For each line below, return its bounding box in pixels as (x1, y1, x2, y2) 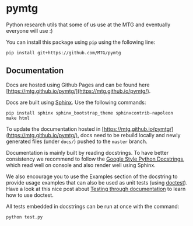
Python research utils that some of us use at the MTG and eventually (6, 21, 171, 28)
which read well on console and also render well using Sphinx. (6, 161, 156, 168)
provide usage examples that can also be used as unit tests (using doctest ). (6, 179, 188, 186)
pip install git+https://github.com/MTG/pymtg (6, 50, 121, 55)
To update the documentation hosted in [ (6, 125, 104, 133)
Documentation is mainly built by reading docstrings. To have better (6, 149, 169, 156)
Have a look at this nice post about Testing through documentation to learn (6, 185, 186, 192)
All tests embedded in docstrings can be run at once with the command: (6, 203, 180, 210)
